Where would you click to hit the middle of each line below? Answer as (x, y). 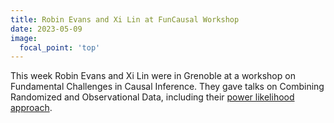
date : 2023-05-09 (46, 29)
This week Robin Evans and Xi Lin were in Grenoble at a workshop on (153, 76)
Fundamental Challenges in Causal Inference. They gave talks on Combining (167, 87)
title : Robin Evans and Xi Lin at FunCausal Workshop (125, 19)
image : (24, 38)
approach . (31, 108)
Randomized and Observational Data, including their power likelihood (152, 97)
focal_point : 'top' (60, 47)
